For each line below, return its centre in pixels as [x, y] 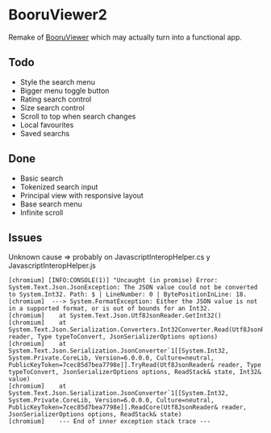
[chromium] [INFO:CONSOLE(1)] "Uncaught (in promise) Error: [113, 281]
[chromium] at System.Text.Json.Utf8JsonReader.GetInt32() [115, 316]
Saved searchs [45, 133]
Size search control [52, 107]
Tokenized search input [59, 186]
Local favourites [47, 125]
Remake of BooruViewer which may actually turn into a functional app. [125, 37]
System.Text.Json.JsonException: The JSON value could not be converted [133, 288]
